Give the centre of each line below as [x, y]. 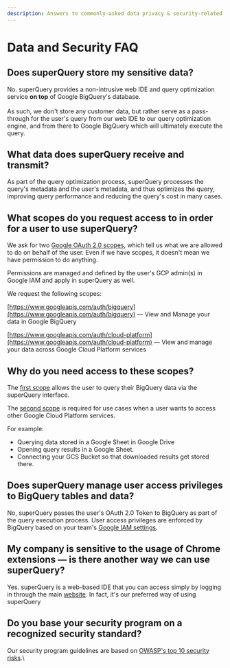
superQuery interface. [38, 395]
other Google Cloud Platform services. [61, 415]
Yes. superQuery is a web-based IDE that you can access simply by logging [114, 587]
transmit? [28, 165]
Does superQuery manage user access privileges [115, 486]
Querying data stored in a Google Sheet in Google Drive [96, 442]
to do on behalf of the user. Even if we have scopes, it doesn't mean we [108, 253]
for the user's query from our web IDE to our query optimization [121, 118]
